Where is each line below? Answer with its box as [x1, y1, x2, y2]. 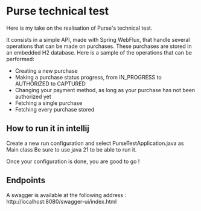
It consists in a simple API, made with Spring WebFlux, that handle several [6, 36, 190, 43]
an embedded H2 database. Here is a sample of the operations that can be [6, 49, 192, 56]
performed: [6, 55, 34, 62]
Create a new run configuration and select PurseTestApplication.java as [6, 139, 184, 147]
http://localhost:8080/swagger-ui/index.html [6, 198, 117, 205]
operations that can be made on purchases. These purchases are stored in [6, 42, 192, 50]
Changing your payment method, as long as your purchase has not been [14, 86, 196, 93]
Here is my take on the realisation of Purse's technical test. [6, 24, 153, 32]
